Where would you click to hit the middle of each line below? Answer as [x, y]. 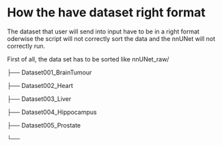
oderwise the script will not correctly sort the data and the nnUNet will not [111, 38]
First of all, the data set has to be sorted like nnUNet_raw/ [88, 59]
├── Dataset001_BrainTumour [50, 72]
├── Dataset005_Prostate [44, 125]
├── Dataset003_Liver [39, 99]
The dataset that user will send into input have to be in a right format [103, 31]
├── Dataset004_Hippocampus [52, 112]
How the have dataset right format [107, 13]
